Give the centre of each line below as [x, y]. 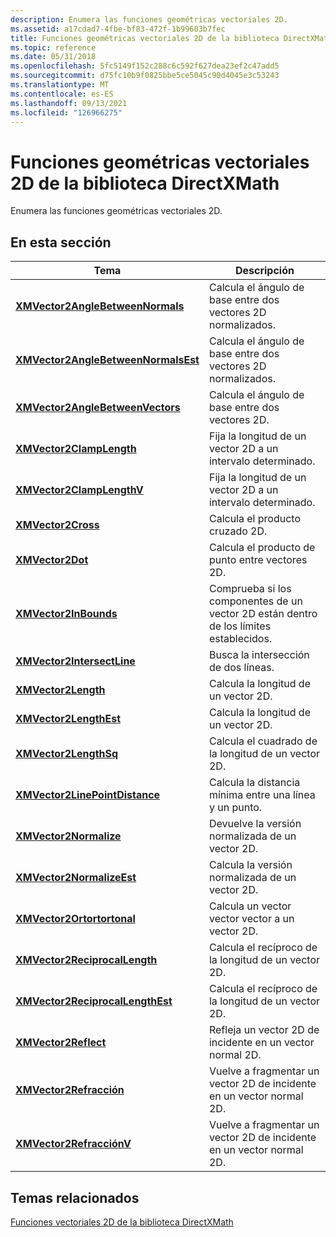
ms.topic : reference [53, 47]
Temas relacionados [75, 1197]
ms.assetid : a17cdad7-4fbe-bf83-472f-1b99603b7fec [118, 29]
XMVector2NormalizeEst [76, 878]
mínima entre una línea [262, 795]
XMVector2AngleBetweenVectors [98, 408]
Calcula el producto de [262, 548]
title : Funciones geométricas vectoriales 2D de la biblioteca [145, 38]
